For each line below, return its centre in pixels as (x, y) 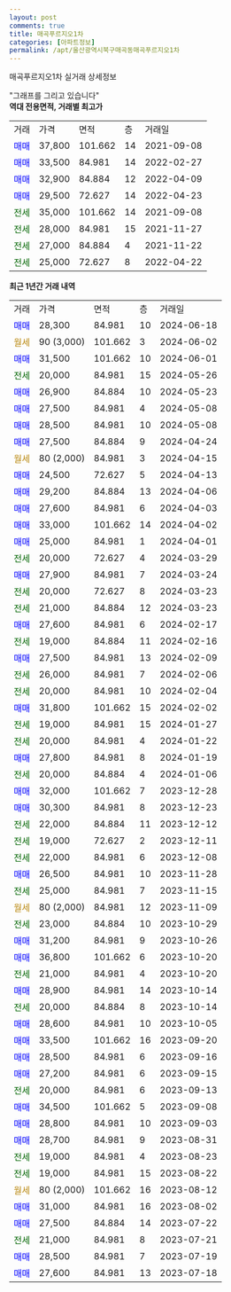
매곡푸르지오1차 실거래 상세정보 (63, 77)
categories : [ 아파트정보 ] (52, 42)
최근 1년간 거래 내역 (42, 286)
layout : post (33, 17)
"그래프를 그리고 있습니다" (54, 96)
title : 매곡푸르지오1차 (46, 34)
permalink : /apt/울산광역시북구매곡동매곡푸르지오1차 (94, 51)
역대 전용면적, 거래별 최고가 (56, 106)
